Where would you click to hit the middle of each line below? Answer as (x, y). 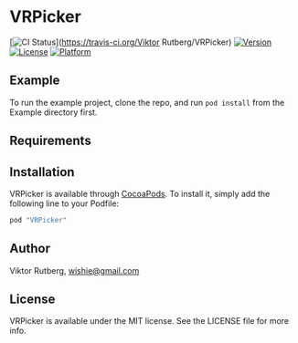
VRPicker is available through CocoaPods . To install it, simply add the (140, 193)
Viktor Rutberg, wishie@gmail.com (74, 270)
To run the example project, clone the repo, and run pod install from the (147, 102)
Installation (42, 172)
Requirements (50, 141)
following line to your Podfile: (64, 203)
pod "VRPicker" (38, 220)
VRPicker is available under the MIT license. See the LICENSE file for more (149, 321)
